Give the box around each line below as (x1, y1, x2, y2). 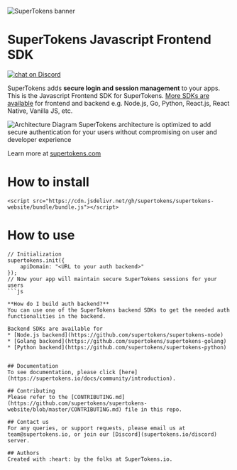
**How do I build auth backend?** (7, 300, 110, 307)
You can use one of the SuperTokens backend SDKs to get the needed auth (7, 306, 231, 314)
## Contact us (7, 418, 50, 425)
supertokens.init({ (7, 256, 65, 264)
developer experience (7, 135, 72, 143)
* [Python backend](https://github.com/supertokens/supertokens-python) (7, 344, 227, 351)
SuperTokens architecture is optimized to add (78, 120, 211, 129)
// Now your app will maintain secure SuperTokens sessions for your (7, 275, 218, 283)
